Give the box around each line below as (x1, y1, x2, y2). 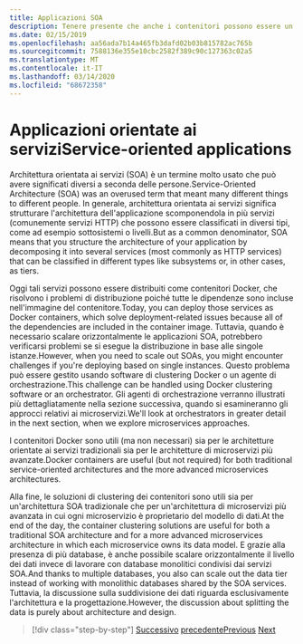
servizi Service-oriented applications (9, 139, 292, 159)
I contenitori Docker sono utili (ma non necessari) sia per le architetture (9, 435, 274, 446)
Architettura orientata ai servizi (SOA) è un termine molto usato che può (9, 168, 277, 179)
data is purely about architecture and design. (9, 606, 176, 617)
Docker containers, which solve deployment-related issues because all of (9, 312, 283, 322)
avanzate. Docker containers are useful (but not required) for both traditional (9, 454, 292, 465)
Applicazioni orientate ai (9, 120, 197, 140)
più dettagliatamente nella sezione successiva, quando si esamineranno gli (9, 398, 289, 409)
